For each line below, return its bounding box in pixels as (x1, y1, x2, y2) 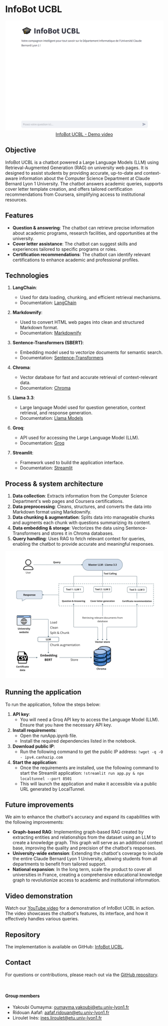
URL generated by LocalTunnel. (20, 786, 85, 792)
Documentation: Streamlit (20, 465, 73, 471)
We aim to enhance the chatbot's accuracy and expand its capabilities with (5, 814, 160, 820)
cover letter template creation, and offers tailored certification (5, 186, 133, 192)
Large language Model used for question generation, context (20, 404, 146, 411)
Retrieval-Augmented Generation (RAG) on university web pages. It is (5, 165, 148, 171)
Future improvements (5, 800, 74, 809)
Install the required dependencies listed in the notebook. (20, 738, 137, 744)
